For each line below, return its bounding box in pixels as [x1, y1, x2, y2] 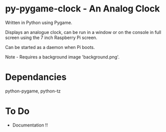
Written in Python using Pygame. [5, 19, 72, 25]
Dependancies [5, 71, 67, 83]
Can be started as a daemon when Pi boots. [5, 44, 95, 50]
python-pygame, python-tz [5, 88, 61, 94]
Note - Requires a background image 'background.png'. [5, 53, 120, 60]
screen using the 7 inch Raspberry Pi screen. [5, 34, 98, 40]
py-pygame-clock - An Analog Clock [5, 3, 160, 14]
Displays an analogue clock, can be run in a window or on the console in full [5, 29, 162, 35]
